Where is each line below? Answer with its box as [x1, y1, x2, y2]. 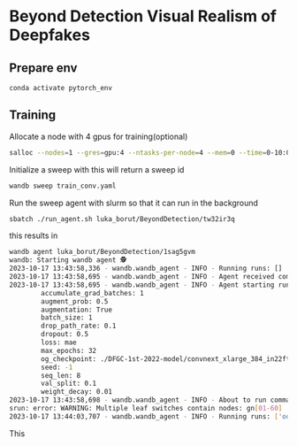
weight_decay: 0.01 [41, 388, 113, 396]
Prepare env [9, 60, 78, 75]
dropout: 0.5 [41, 330, 89, 339]
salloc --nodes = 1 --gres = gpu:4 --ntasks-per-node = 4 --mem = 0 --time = [9, 148, 267, 157]
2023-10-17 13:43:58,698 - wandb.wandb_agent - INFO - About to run [9, 396, 267, 404]
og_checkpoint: [41, 354, 97, 364]
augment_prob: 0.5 [41, 296, 109, 306]
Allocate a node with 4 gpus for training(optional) [9, 131, 188, 142]
